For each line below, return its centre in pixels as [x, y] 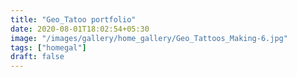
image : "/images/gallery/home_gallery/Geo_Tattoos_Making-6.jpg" [149, 38]
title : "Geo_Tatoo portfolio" [73, 19]
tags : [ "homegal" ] [48, 47]
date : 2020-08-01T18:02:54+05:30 [80, 29]
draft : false [37, 57]
